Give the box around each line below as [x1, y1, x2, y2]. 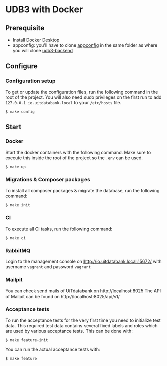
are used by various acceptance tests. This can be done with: [5, 328, 133, 334]
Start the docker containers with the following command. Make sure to [5, 150, 151, 156]
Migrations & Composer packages [5, 176, 91, 183]
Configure [5, 62, 38, 71]
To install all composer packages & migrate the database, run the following [5, 187, 160, 193]
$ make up [5, 165, 26, 170]
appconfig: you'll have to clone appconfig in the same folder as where [12, 42, 158, 48]
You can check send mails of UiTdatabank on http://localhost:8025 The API [5, 288, 161, 294]
